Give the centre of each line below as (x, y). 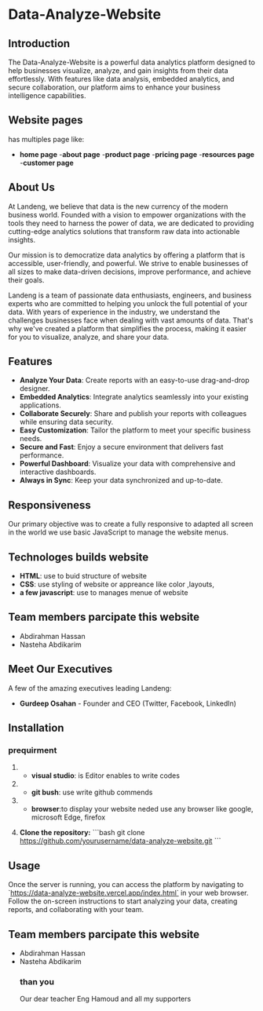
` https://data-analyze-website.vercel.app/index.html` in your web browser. (128, 893)
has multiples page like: (46, 139)
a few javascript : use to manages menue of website (104, 593)
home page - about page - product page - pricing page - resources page (137, 154)
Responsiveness (50, 505)
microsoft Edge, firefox (68, 817)
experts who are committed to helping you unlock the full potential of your (128, 303)
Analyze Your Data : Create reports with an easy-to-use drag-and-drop (134, 380)
